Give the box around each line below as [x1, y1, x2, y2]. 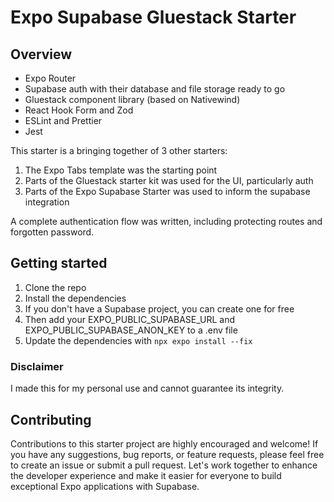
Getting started [10, 255, 108, 272]
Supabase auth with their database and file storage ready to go [24, 83, 286, 95]
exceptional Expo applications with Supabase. [10, 480, 200, 492]
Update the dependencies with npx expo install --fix [24, 334, 253, 346]
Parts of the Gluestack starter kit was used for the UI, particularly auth [24, 175, 314, 186]
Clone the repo [24, 281, 87, 293]
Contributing [10, 411, 92, 428]
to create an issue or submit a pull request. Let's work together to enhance [10, 459, 318, 471]
